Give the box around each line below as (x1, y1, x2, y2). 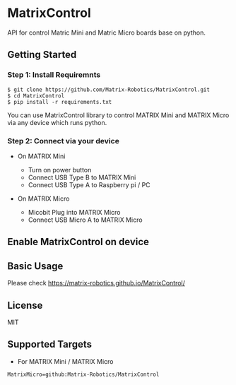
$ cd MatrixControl (7, 92, 65, 100)
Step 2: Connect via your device (7, 136, 120, 146)
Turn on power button (28, 165, 92, 174)
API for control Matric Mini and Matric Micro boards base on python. (7, 28, 206, 37)
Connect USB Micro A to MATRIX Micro (28, 215, 143, 224)
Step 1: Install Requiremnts (7, 70, 101, 80)
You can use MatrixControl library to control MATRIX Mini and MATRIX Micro (7, 111, 230, 119)
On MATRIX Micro (17, 194, 70, 203)
